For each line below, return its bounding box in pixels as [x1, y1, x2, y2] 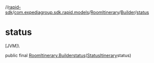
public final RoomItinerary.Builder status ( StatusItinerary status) [5, 52, 132, 58]
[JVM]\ [5, 43, 20, 49]
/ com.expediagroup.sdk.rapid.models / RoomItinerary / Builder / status [12, 9, 149, 15]
